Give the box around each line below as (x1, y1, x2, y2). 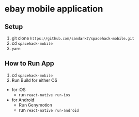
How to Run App (4, 59, 54, 68)
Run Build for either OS (11, 77, 58, 83)
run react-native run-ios (18, 91, 71, 97)
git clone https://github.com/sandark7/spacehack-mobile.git (11, 35, 135, 41)
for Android (11, 97, 35, 103)
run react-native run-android (18, 107, 79, 113)
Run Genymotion (18, 102, 52, 108)
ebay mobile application (4, 3, 103, 14)
